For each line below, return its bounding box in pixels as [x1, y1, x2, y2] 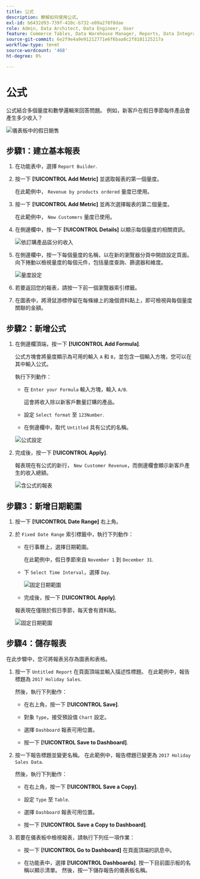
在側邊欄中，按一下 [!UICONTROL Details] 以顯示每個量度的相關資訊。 [14, 226, 189, 233]
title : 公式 [6, 8, 34, 15]
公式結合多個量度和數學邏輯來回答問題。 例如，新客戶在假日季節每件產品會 [6, 107, 190, 114]
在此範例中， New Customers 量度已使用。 [14, 213, 115, 220]
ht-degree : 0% [6, 53, 42, 59]
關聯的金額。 [14, 305, 46, 312]
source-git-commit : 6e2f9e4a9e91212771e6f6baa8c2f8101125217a [6, 36, 164, 42]
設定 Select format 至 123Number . [23, 411, 104, 418]
